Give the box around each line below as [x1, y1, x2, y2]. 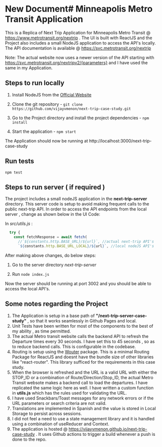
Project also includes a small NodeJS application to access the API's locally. [5, 40, 156, 46]
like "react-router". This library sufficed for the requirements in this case [12, 359, 155, 365]
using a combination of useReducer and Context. [12, 421, 109, 427]
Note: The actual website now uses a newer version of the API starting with [5, 54, 154, 60]
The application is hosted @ [12, 426, 67, 432]
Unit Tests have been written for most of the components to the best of [12, 323, 153, 329]
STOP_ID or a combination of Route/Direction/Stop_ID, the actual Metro [12, 374, 153, 380]
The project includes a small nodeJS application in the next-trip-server [5, 196, 148, 202]
